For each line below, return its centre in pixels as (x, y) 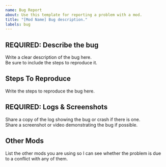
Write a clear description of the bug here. (48, 57)
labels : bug (18, 24)
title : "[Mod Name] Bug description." (46, 19)
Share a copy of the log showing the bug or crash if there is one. (73, 119)
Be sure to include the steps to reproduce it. (51, 63)
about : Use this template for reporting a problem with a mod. (74, 15)
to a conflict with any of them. (36, 158)
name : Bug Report (24, 10)
